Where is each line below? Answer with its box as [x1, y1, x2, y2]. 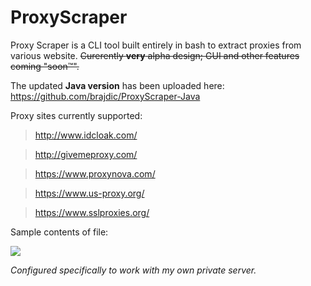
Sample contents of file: [10, 226, 109, 238]
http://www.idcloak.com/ [34, 129, 138, 141]
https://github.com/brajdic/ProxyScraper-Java [10, 90, 201, 102]
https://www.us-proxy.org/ [34, 187, 145, 199]
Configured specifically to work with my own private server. [10, 264, 257, 276]
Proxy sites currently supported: [10, 109, 143, 121]
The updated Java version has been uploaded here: [10, 79, 225, 91]
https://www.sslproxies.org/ [34, 206, 150, 218]
